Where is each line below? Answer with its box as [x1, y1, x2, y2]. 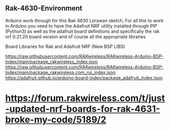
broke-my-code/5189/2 [5, 114, 107, 125]
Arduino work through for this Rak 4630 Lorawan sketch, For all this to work [5, 17, 164, 23]
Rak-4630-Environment [5, 4, 83, 13]
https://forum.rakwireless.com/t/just [5, 93, 165, 104]
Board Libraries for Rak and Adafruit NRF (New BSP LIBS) [5, 43, 125, 50]
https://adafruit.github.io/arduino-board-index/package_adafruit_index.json [5, 74, 163, 80]
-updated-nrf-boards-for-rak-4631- [5, 103, 160, 114]
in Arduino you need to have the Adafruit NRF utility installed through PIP [5, 23, 157, 29]
